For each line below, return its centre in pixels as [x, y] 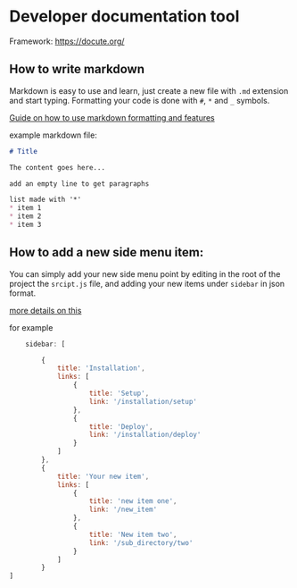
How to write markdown [77, 69]
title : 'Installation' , [101, 368]
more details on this [45, 310]
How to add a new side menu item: [107, 252]
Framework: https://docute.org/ [67, 41]
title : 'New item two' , [133, 534]
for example [31, 327]
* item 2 [25, 216]
